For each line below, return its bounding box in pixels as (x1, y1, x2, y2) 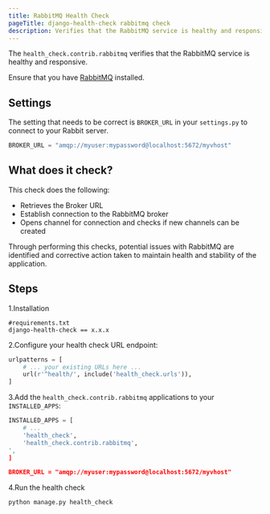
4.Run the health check (8, 483, 86, 492)
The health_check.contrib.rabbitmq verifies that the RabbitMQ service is (8, 49, 251, 59)
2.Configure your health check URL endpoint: (8, 340, 158, 349)
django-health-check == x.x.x (8, 326, 110, 334)
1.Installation (8, 303, 50, 313)
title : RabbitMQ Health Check (8, 11, 110, 20)
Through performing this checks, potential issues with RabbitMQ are (8, 242, 235, 251)
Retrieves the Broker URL (19, 200, 104, 210)
